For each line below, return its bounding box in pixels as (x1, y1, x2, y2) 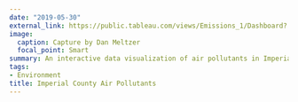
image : (9, 29, 34, 38)
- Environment (9, 71, 62, 80)
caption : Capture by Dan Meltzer (17, 37, 141, 47)
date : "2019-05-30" (9, 12, 82, 22)
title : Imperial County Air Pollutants (9, 79, 157, 88)
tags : (9, 63, 29, 72)
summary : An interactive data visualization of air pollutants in (9, 54, 260, 63)
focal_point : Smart (17, 46, 90, 55)
